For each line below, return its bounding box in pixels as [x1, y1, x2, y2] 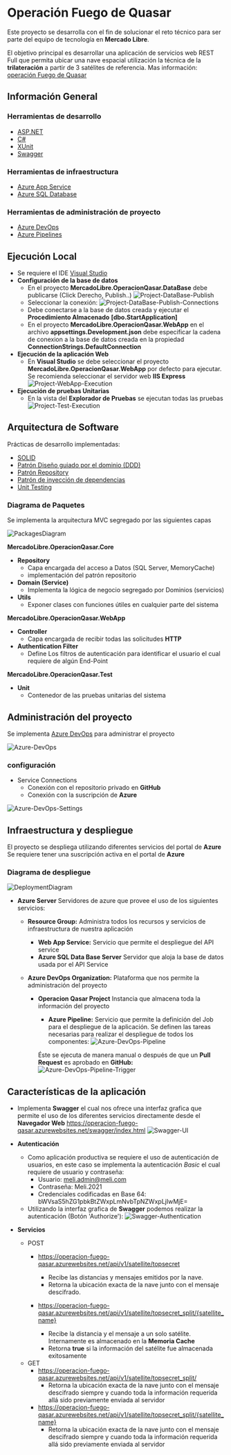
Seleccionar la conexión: [27, 298, 98, 307]
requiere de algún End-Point [27, 657, 109, 665]
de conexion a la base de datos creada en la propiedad [27, 335, 185, 344]
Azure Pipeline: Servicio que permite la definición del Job [48, 1015, 214, 1024]
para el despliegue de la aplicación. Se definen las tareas [48, 1023, 211, 1031]
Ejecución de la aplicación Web [17, 350, 109, 359]
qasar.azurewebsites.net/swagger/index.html [17, 1126, 146, 1135]
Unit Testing [17, 483, 52, 491]
